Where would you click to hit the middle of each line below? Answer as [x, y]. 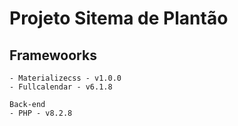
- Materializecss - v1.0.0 [65, 78]
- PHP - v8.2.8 [41, 113]
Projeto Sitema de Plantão [119, 18]
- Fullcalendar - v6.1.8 [61, 87]
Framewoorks [53, 55]
